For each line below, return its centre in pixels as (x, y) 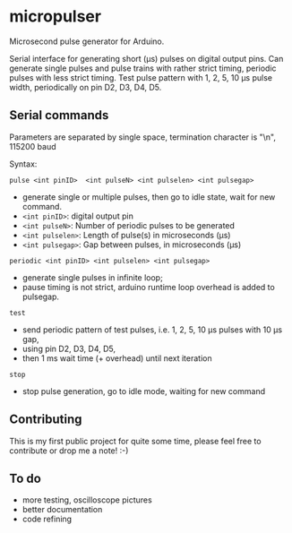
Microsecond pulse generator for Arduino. (87, 41)
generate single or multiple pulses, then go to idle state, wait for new (149, 197)
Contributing (46, 420)
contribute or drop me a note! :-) (69, 451)
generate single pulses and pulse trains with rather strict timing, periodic (143, 68)
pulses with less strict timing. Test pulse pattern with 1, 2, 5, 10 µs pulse (141, 77)
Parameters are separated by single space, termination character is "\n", (142, 137)
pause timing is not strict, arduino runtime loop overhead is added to (148, 287)
